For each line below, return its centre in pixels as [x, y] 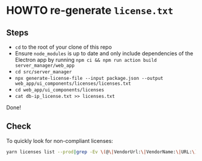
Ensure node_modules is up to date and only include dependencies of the [104, 53]
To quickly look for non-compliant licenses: [60, 141]
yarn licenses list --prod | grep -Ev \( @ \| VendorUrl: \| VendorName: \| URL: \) [102, 152]
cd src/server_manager [43, 72]
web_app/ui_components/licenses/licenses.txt [73, 84]
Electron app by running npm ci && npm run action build [86, 60]
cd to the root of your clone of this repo [63, 47]
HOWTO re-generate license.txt [90, 11]
